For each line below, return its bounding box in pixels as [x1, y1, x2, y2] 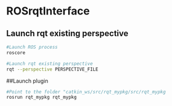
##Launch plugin [6, 77, 48, 84]
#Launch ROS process [6, 44, 59, 50]
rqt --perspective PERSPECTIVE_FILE [6, 66, 98, 72]
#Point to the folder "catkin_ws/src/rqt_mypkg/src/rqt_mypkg [6, 89, 166, 95]
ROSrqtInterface [6, 4, 90, 18]
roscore [6, 49, 26, 55]
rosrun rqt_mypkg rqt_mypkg [6, 95, 77, 101]
